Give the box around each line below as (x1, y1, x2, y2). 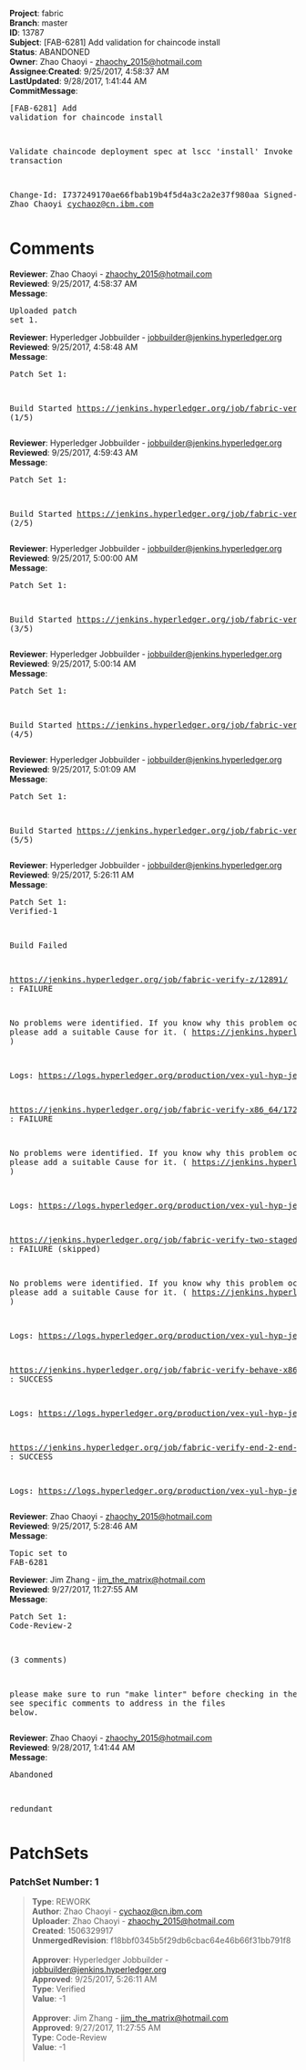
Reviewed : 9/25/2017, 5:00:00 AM (9, 552, 138, 563)
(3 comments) (9, 1655, 68, 1665)
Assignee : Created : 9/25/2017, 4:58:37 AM (9, 66, 170, 77)
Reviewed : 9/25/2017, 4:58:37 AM (9, 278, 138, 289)
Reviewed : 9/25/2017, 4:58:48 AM (9, 341, 138, 352)
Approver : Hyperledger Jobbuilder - (31, 1954, 169, 1966)
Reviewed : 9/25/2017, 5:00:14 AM (9, 657, 137, 669)
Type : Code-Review (31, 2032, 107, 2044)
